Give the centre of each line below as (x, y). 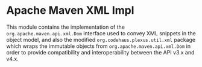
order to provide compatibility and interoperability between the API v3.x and (100, 52)
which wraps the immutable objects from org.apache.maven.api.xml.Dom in (99, 46)
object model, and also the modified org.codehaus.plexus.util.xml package (101, 39)
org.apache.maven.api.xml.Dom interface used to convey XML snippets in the (101, 33)
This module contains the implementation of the (66, 27)
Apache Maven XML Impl (70, 10)
